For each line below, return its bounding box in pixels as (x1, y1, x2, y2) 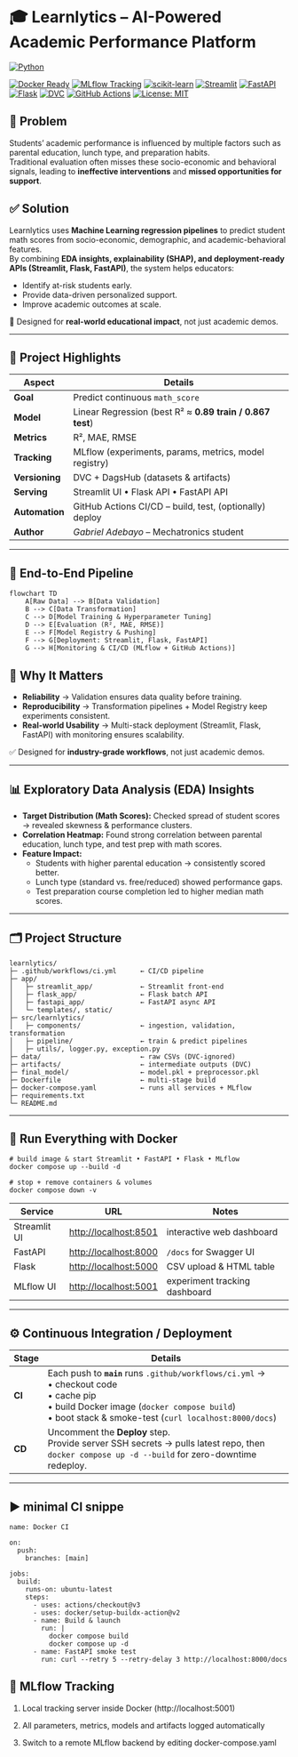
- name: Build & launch (32, 1616, 122, 1625)
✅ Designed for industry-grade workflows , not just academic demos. (9, 746, 265, 757)
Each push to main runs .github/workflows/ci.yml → (47, 1367, 266, 1380)
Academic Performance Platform (9, 32, 256, 52)
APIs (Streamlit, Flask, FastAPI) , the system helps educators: (9, 262, 235, 273)
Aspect (23, 376, 55, 389)
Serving (13, 486, 48, 498)
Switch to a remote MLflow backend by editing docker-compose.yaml (21, 1737, 277, 1748)
